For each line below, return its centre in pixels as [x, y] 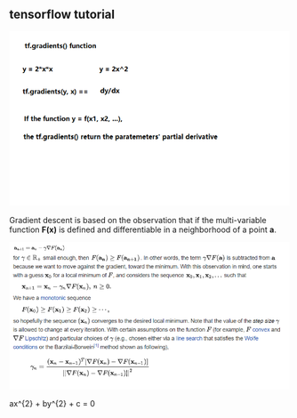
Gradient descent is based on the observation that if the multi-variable [138, 220]
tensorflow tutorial [62, 15]
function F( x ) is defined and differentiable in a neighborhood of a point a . [143, 229]
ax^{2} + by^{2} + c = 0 [52, 403]
